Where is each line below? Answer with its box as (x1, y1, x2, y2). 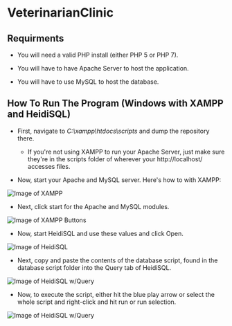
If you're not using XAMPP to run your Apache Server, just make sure (27, 147, 225, 156)
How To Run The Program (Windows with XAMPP (7, 98, 224, 109)
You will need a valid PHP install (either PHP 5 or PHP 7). (17, 51, 179, 59)
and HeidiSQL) (7, 109, 71, 120)
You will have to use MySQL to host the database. (17, 78, 159, 86)
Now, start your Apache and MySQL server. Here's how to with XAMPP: (17, 175, 222, 184)
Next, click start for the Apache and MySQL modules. (17, 202, 170, 210)
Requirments (7, 33, 64, 44)
